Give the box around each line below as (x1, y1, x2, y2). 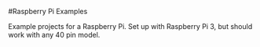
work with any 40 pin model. (8, 31, 101, 39)
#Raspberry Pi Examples (8, 7, 88, 16)
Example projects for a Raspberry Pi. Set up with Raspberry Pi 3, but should (8, 22, 253, 31)
